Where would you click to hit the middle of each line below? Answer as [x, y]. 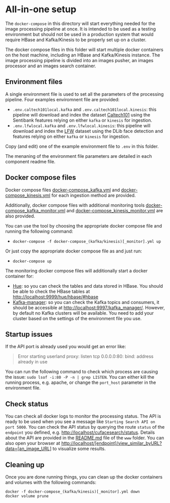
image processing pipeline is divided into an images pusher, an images [79, 60]
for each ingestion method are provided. [94, 195]
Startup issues [29, 334]
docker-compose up [32, 261]
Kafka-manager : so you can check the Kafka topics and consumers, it [86, 302]
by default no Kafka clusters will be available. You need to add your [83, 313]
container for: [20, 276]
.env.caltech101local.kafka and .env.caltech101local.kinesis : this [84, 109]
